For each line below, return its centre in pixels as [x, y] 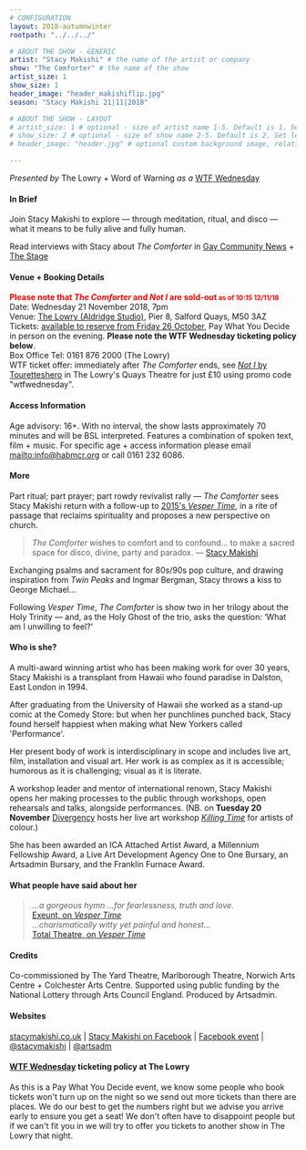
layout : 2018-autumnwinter [61, 26]
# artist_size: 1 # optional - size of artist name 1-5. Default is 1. [148, 127]
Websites [28, 1016]
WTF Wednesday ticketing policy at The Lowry [100, 1067]
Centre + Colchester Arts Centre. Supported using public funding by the [144, 985]
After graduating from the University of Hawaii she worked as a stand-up [146, 705]
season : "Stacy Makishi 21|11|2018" [79, 102]
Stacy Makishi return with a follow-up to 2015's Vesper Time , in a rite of [143, 505]
